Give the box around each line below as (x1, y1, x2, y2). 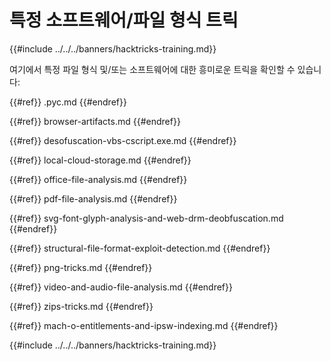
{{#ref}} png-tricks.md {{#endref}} (9, 261, 153, 273)
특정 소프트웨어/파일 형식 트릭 (9, 9, 239, 32)
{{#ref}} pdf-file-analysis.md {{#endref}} (9, 192, 178, 205)
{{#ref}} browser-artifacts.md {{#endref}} (9, 115, 181, 127)
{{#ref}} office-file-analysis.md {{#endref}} (9, 173, 188, 185)
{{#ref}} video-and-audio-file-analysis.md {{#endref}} (9, 281, 233, 293)
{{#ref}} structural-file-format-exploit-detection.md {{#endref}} (9, 242, 271, 254)
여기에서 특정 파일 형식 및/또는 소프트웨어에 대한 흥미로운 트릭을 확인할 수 (9, 63, 296, 75)
